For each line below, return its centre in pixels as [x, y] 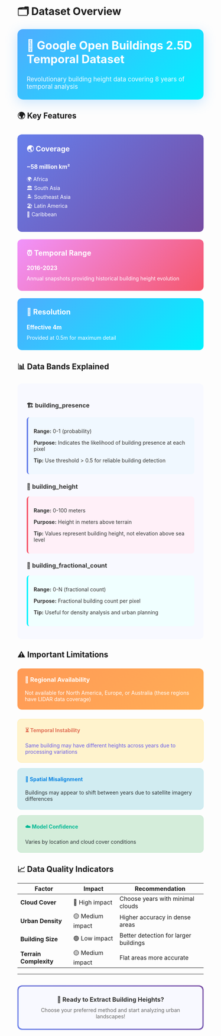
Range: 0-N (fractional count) [70, 589]
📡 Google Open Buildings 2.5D [110, 45]
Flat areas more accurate [154, 957]
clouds [129, 906]
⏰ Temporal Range [59, 253]
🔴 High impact [93, 903]
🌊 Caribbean [42, 214]
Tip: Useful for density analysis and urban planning [96, 612]
